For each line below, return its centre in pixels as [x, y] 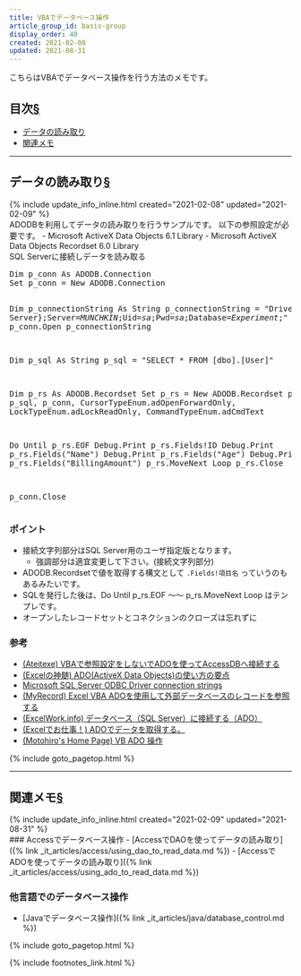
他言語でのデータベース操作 [69, 897]
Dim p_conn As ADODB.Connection [80, 274]
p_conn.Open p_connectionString [80, 326]
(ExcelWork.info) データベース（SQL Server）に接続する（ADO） [142, 718]
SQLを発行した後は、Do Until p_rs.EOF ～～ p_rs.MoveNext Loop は [147, 595]
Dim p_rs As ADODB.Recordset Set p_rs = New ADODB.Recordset [146, 394]
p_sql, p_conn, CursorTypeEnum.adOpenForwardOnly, [123, 402]
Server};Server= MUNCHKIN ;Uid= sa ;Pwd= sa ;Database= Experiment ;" [149, 317]
